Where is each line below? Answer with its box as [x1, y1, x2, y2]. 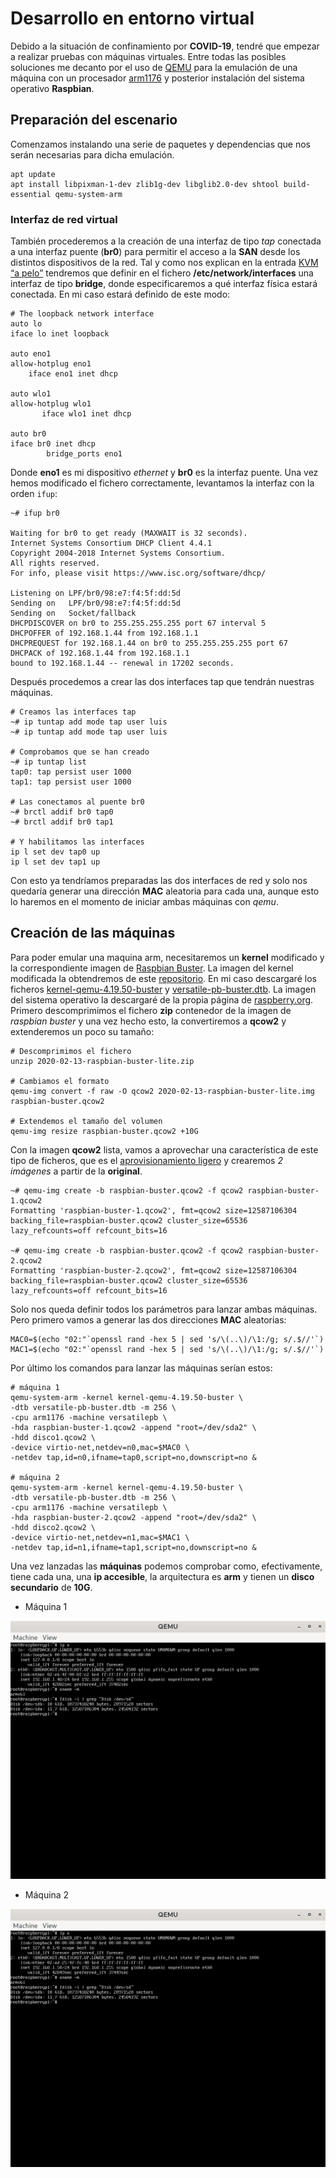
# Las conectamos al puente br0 [10, 797, 145, 807]
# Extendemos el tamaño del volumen [10, 1116, 163, 1126]
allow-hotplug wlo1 [10, 399, 92, 409]
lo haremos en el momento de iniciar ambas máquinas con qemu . [10, 896, 279, 908]
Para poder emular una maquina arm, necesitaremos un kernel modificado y [10, 951, 325, 963]
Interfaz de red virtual [10, 212, 118, 226]
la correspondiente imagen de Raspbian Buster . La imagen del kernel [10, 962, 294, 974]
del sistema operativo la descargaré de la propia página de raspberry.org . [10, 993, 314, 1006]
